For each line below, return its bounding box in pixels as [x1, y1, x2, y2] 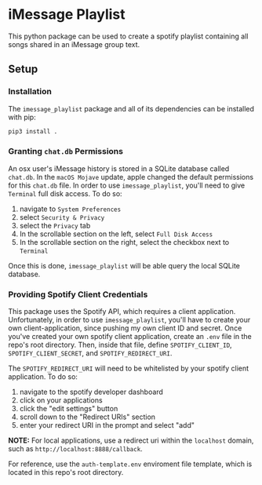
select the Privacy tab [19, 221, 91, 230]
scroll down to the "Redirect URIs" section [19, 412, 155, 421]
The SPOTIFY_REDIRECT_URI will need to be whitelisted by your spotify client [8, 363, 249, 374]
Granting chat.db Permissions [8, 146, 124, 157]
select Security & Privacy [19, 212, 105, 221]
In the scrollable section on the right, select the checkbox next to [19, 237, 230, 246]
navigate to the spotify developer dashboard [19, 387, 163, 397]
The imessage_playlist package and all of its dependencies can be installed [8, 104, 255, 113]
